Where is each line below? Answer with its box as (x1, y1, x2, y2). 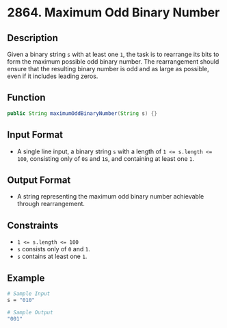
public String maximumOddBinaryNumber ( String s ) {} (7, 110, 157, 117)
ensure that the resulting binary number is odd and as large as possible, (7, 65, 210, 73)
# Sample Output (7, 309, 53, 316)
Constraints (7, 219, 59, 231)
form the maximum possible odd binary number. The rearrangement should (7, 58, 219, 66)
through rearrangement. (16, 200, 85, 208)
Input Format (7, 129, 64, 141)
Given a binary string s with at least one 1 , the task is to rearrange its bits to (7, 50, 219, 58)
